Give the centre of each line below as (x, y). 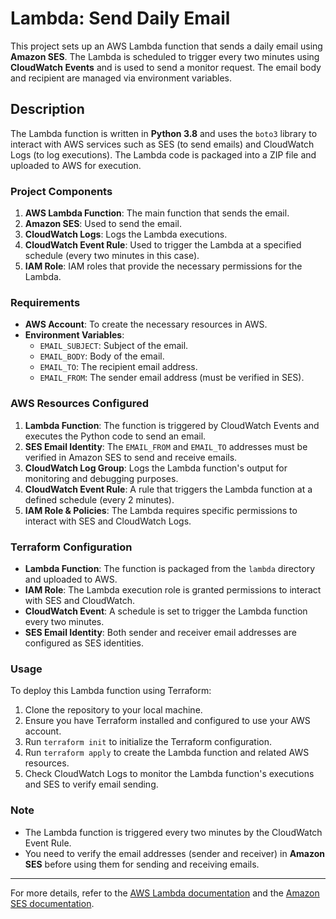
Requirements (45, 302)
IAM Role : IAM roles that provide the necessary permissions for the (163, 266)
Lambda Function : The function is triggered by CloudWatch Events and (172, 425)
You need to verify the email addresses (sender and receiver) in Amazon (175, 853)
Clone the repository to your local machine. (113, 710)
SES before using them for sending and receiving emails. (142, 864)
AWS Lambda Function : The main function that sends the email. (157, 213)
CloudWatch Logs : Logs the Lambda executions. (126, 234)
